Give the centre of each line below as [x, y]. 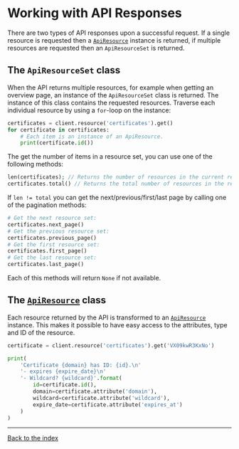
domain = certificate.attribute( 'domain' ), [95, 392]
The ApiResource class [57, 300]
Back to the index [33, 438]
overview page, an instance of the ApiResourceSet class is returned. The [113, 95]
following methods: [36, 164]
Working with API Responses [95, 13]
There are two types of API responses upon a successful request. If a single [118, 33]
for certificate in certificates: [59, 130]
